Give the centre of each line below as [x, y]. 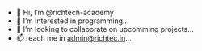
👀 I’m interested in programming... [72, 21]
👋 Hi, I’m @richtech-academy [65, 12]
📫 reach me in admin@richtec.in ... [74, 38]
